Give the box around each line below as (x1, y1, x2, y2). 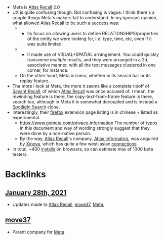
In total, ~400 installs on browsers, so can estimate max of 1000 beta (12, 146, 153, 152)
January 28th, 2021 (5, 188, 67, 197)
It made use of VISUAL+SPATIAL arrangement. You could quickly (27, 51, 159, 57)
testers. (12, 151, 28, 157)
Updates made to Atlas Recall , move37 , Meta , (12, 201, 105, 207)
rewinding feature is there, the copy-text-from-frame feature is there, (12, 94, 153, 99)
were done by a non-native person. (19, 131, 91, 136)
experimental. (12, 115, 41, 120)
